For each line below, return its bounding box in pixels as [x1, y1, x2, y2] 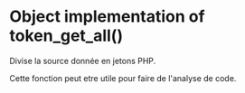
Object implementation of [9, 6, 205, 27]
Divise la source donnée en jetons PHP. [9, 55, 156, 66]
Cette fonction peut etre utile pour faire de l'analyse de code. [9, 72, 237, 83]
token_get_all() [9, 25, 124, 46]
